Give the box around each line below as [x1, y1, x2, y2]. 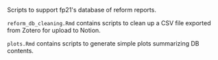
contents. [7, 47, 34, 55]
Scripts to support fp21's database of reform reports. [7, 6, 156, 14]
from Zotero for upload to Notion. [7, 27, 101, 34]
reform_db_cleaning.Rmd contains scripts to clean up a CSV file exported [7, 19, 211, 27]
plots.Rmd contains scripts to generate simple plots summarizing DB [7, 40, 199, 47]
